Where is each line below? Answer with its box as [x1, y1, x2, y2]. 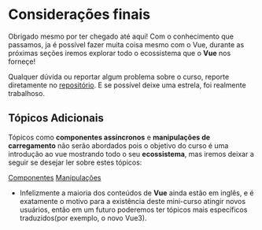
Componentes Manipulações [8, 172, 101, 182]
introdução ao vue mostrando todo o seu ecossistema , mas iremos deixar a [8, 149, 254, 158]
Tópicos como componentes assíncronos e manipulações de [8, 132, 211, 142]
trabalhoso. [8, 88, 46, 98]
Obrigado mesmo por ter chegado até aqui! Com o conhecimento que [8, 32, 234, 41]
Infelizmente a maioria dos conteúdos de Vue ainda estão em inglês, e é [19, 187, 254, 198]
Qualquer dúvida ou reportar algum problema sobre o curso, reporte [8, 72, 230, 81]
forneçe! [8, 57, 36, 66]
